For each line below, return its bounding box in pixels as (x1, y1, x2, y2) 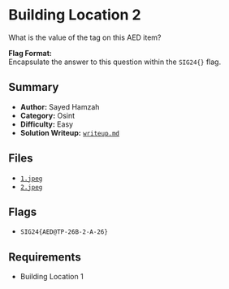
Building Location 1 (19, 272, 84, 282)
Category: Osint (19, 110, 76, 120)
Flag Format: (8, 48, 53, 58)
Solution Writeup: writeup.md (19, 127, 120, 137)
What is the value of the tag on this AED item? (8, 32, 162, 42)
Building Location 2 (8, 6, 141, 24)
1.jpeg (19, 175, 43, 183)
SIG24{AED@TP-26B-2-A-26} (19, 228, 108, 236)
